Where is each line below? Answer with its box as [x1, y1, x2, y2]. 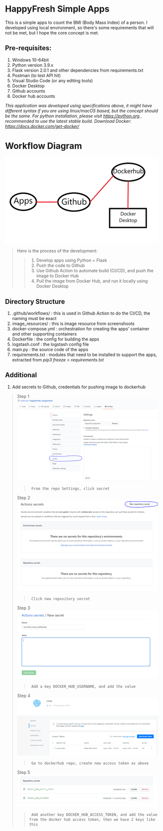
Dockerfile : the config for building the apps [12, 336, 99, 342]
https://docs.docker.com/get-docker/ [5, 123, 80, 129]
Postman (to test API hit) [12, 72, 61, 78]
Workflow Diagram [5, 140, 82, 151]
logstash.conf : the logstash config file [12, 341, 89, 347]
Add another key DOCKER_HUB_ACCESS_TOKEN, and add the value [31, 812, 158, 817]
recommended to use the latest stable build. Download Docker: [5, 118, 132, 124]
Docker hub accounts [12, 93, 55, 99]
